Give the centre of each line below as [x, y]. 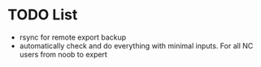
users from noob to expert [63, 54]
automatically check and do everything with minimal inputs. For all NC [136, 45]
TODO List [43, 15]
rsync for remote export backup [73, 37]
